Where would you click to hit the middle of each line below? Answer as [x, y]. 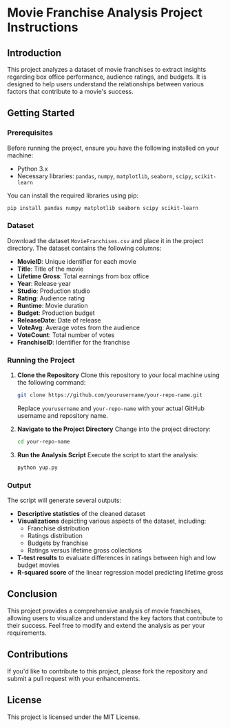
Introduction [34, 53]
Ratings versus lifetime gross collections [85, 550]
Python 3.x [32, 169]
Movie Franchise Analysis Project [105, 13]
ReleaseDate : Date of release [59, 320]
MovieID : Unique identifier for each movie [76, 261]
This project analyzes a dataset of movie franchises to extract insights [107, 69]
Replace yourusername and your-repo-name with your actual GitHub [111, 408]
